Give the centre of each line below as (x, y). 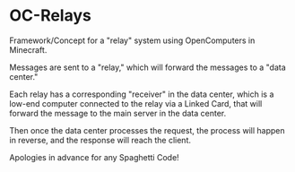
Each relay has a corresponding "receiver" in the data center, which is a (142, 94)
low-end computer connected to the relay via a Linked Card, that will (136, 103)
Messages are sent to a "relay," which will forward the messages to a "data (148, 67)
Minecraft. (28, 49)
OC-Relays (51, 16)
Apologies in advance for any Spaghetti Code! (94, 157)
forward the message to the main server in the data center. (118, 113)
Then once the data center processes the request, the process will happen (147, 130)
